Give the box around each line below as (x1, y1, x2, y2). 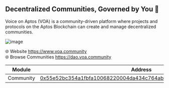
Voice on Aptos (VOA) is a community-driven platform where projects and (5, 18, 158, 24)
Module (12, 66, 31, 73)
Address (131, 66, 152, 73)
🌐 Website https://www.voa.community (5, 48, 87, 54)
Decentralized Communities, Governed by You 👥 (5, 5, 159, 13)
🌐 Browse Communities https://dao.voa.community (5, 53, 112, 60)
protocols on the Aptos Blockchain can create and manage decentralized (5, 23, 156, 29)
